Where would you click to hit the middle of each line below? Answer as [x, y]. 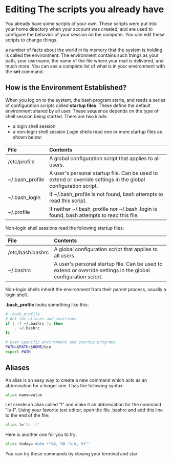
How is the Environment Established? [66, 88]
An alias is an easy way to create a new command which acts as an [76, 380]
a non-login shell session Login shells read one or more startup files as [87, 131]
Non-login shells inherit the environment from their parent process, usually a [86, 289]
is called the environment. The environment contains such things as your [82, 55]
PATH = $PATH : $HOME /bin [28, 347]
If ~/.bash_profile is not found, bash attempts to [106, 194]
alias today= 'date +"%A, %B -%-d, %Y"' [48, 444]
